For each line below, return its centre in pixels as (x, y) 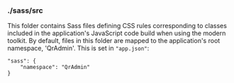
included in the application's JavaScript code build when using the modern (117, 33)
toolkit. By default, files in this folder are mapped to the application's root (114, 41)
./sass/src (26, 11)
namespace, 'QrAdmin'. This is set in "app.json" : (78, 49)
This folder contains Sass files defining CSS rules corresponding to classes (117, 26)
